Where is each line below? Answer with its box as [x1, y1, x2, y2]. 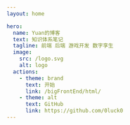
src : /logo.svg [19, 55, 64, 63]
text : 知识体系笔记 [13, 36, 64, 43]
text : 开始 [25, 81, 56, 88]
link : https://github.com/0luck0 [25, 108, 124, 115]
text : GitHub [25, 101, 64, 108]
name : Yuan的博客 [13, 29, 60, 36]
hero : [6, 22, 22, 30]
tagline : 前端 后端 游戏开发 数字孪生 [13, 43, 114, 50]
